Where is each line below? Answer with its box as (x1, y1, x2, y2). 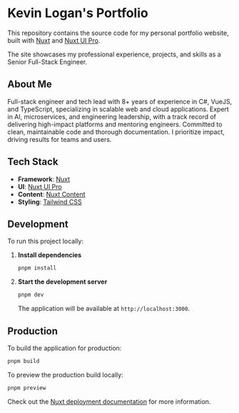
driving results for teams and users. (7, 135, 112, 143)
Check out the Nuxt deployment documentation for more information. (7, 397, 211, 406)
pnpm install (17, 265, 57, 272)
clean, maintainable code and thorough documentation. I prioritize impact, (7, 127, 225, 136)
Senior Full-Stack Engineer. (7, 57, 88, 66)
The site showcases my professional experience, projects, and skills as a (7, 50, 221, 58)
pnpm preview (7, 384, 46, 392)
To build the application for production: (7, 344, 122, 352)
